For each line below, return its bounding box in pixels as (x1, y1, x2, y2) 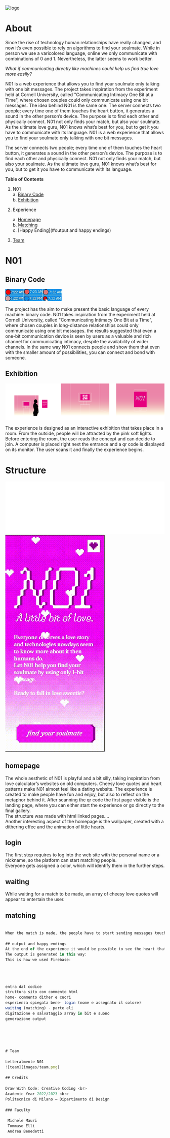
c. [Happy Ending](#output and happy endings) (12, 227, 111, 233)
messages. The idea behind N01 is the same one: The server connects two (5, 102, 161, 108)
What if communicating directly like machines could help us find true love (5, 65, 159, 71)
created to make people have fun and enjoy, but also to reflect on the (5, 791, 149, 797)
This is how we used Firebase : (5, 957, 71, 963)
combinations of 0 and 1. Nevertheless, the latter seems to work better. (5, 55, 153, 62)
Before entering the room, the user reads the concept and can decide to (5, 436, 155, 442)
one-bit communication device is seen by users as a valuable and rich (5, 333, 151, 339)
